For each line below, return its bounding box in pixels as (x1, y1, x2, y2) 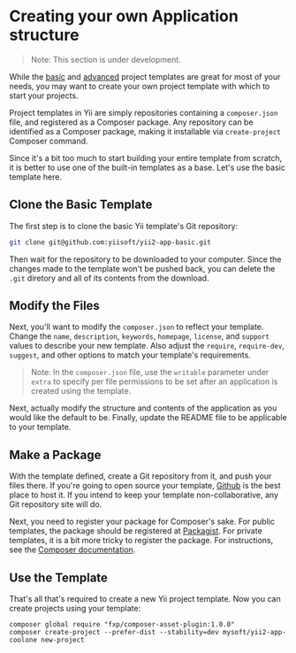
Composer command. (9, 135, 88, 146)
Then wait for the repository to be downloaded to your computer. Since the (9, 254, 282, 265)
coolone (9, 635, 38, 645)
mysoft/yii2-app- (222, 628, 287, 637)
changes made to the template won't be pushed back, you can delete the (9, 263, 276, 273)
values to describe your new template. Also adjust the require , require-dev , (9, 341, 285, 351)
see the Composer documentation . (9, 544, 136, 555)
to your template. (9, 422, 72, 433)
